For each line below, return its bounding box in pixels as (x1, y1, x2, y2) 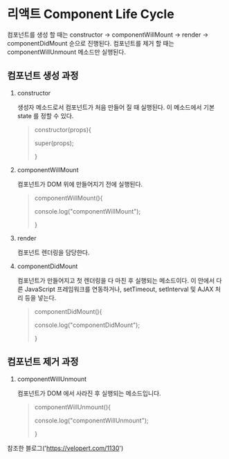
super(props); (34, 139, 74, 147)
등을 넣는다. (24, 293, 57, 301)
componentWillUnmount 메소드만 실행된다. (7, 48, 127, 56)
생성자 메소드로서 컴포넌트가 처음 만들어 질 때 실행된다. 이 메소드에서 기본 (17, 103, 215, 111)
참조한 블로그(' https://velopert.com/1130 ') (7, 444, 124, 452)
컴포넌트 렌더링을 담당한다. (17, 248, 90, 256)
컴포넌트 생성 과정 (7, 70, 79, 82)
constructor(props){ (34, 125, 92, 133)
